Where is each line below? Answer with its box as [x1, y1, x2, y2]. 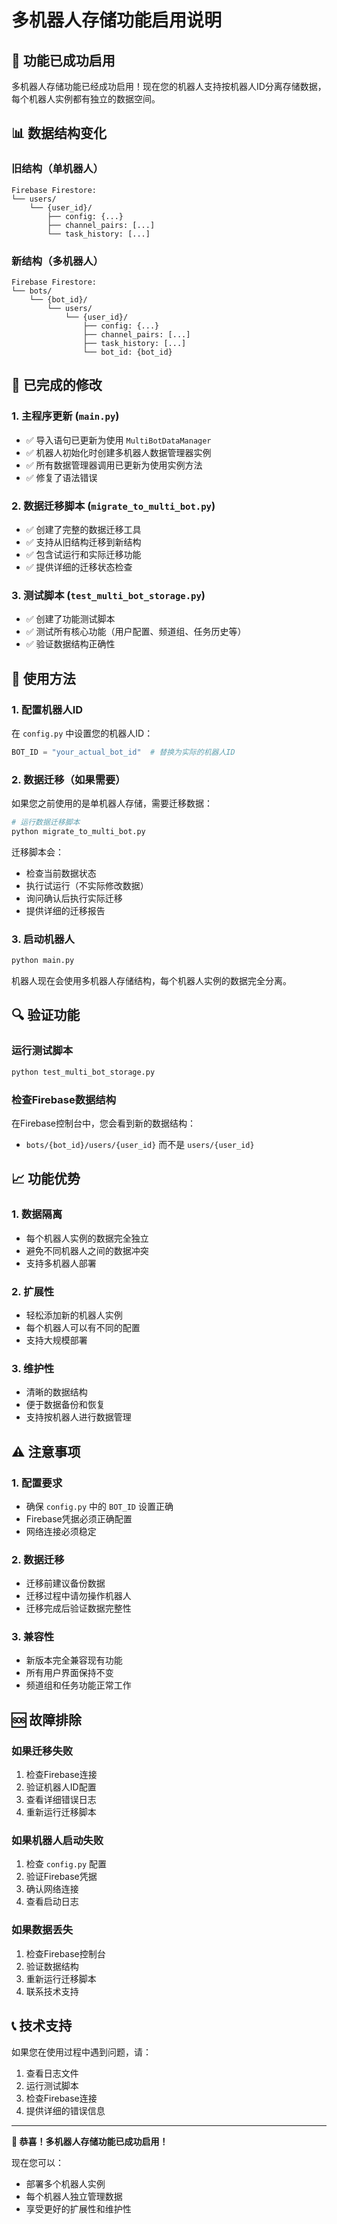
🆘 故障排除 [11, 1711, 83, 1728]
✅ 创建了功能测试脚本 [25, 613, 116, 625]
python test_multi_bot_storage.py [11, 1067, 156, 1077]
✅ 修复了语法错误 [25, 471, 98, 483]
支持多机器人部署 [25, 1257, 97, 1269]
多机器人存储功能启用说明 [11, 9, 223, 32]
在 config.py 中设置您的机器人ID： [11, 727, 154, 739]
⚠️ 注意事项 [11, 1443, 81, 1460]
